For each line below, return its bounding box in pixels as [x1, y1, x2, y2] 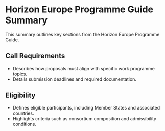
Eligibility [5, 91, 36, 100]
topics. [12, 71, 28, 77]
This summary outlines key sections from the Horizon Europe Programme [5, 31, 160, 37]
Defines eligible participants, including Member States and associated [12, 104, 160, 111]
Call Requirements [5, 52, 65, 60]
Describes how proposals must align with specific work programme [12, 65, 155, 71]
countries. [12, 110, 34, 116]
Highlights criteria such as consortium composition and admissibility [12, 115, 157, 121]
